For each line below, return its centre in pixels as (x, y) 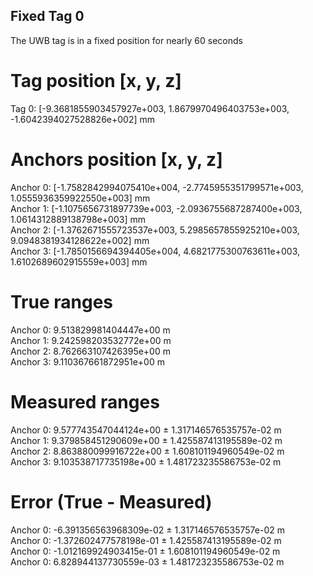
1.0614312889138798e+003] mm (78, 219)
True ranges (62, 301)
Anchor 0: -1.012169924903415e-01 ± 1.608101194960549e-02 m (145, 551)
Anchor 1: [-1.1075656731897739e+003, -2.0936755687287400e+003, (156, 208)
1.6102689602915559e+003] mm (79, 261)
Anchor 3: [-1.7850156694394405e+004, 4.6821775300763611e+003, (155, 251)
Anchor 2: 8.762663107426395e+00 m (90, 351)
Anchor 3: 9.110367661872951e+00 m (87, 361)
